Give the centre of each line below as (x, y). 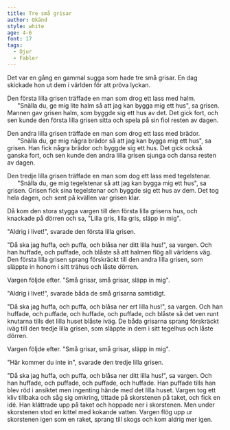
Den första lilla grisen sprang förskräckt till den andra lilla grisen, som (105, 259)
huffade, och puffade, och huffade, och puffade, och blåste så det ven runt (113, 313)
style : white (26, 26)
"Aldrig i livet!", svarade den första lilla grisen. (71, 231)
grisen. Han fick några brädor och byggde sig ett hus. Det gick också (105, 147)
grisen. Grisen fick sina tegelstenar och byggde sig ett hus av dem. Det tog (113, 190)
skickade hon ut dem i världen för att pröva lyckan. (79, 85)
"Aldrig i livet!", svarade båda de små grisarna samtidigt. (87, 293)
